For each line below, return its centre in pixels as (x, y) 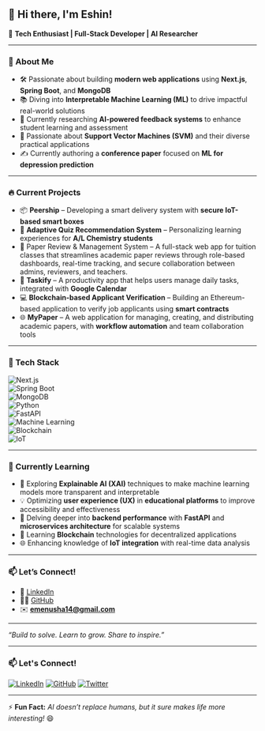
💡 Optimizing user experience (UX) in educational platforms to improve (137, 500)
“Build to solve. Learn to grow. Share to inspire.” (86, 635)
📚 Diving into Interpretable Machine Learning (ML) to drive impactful (133, 100)
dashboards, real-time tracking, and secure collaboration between (127, 264)
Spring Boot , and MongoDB (65, 91)
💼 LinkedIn (37, 592)
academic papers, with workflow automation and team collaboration (132, 326)
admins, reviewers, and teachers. (73, 272)
